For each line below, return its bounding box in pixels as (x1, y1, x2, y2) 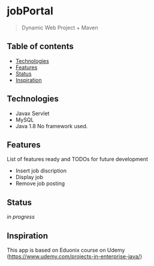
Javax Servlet (15, 110, 50, 117)
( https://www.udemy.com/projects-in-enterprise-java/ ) (7, 253, 143, 260)
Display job (15, 174, 44, 181)
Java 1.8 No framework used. (15, 122, 88, 129)
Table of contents (7, 41, 74, 52)
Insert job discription (15, 167, 67, 174)
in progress (7, 213, 35, 220)
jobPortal (7, 4, 53, 18)
